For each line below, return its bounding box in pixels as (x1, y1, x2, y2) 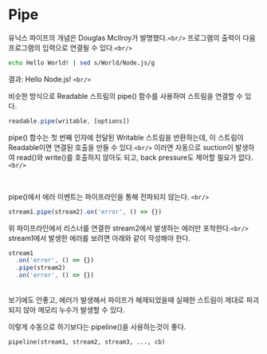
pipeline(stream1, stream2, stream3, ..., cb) (8, 338, 166, 346)
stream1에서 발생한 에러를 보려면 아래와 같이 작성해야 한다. (8, 233, 191, 242)
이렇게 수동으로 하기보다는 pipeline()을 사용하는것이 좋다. (8, 322, 187, 332)
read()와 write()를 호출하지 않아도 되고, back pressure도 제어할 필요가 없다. (16, 152, 253, 162)
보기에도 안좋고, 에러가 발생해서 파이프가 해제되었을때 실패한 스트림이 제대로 (8, 295, 245, 305)
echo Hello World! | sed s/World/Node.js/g (8, 58, 155, 67)
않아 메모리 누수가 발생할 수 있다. (22, 305, 125, 315)
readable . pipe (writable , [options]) (8, 117, 130, 125)
